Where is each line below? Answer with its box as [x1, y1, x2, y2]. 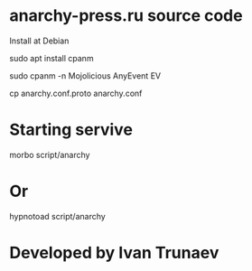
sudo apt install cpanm [9, 52, 94, 63]
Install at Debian [9, 35, 70, 46]
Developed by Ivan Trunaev [9, 243, 219, 263]
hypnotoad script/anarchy [9, 210, 106, 221]
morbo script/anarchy [9, 149, 90, 160]
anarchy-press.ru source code [9, 5, 243, 26]
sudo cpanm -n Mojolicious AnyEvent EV [9, 70, 161, 81]
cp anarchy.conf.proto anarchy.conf [9, 88, 143, 98]
